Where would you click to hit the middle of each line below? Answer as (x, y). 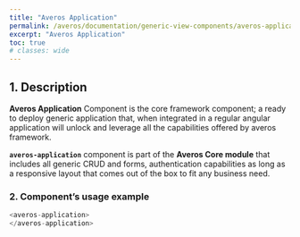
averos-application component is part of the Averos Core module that (140, 154)
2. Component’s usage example (79, 196)
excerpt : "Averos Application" (67, 34)
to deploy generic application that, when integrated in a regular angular (140, 118)
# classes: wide (39, 51)
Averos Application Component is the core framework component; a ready (148, 108)
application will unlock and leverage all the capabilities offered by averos (143, 127)
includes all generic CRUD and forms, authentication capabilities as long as (147, 164)
